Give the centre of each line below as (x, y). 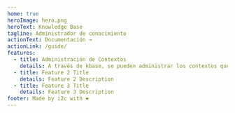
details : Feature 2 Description (67, 79)
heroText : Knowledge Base (45, 27)
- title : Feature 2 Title (51, 72)
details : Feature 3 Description (67, 92)
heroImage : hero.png (37, 20)
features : (22, 53)
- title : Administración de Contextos (70, 60)
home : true (23, 14)
